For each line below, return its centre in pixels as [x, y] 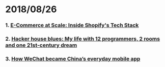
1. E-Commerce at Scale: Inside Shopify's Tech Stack [72, 25]
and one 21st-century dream [41, 45]
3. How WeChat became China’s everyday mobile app [73, 58]
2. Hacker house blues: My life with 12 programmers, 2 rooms [83, 39]
